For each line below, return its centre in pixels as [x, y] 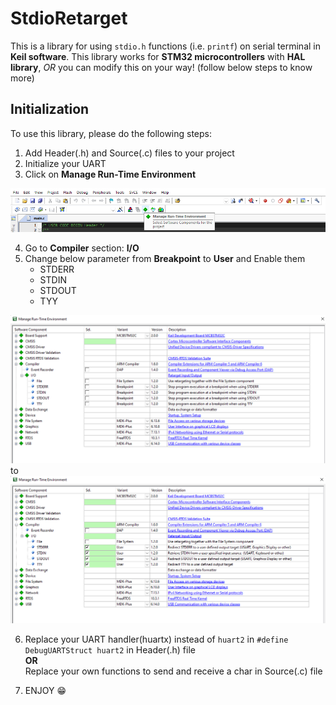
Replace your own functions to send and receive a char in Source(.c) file [173, 671]
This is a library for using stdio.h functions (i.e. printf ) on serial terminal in [165, 46]
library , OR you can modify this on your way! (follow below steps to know [161, 67]
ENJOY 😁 [45, 690]
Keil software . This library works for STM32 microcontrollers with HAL [158, 56]
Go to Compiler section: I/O [82, 248]
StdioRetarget [69, 18]
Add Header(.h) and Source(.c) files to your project [129, 153]
